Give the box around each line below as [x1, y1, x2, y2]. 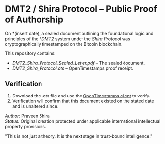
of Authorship [5, 14, 63, 25]
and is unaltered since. [12, 103, 59, 109]
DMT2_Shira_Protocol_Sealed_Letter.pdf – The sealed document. [12, 60, 145, 66]
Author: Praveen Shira [5, 113, 50, 119]
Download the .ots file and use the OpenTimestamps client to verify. [12, 93, 151, 98]
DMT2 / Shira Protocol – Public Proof [5, 3, 157, 15]
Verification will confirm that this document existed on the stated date [12, 98, 154, 104]
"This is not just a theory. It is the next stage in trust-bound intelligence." [5, 133, 153, 139]
